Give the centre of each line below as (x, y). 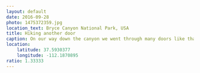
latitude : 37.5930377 (43, 50)
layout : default (26, 11)
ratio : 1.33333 (25, 61)
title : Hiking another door (41, 34)
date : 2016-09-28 (28, 17)
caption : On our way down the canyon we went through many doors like (96, 39)
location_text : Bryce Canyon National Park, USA (68, 28)
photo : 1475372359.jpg (34, 22)
